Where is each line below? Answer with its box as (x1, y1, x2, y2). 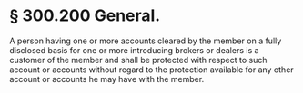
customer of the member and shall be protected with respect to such (9, 54, 268, 65)
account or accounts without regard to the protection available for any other (9, 64, 294, 75)
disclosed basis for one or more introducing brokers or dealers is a (9, 44, 259, 55)
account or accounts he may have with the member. (9, 73, 205, 84)
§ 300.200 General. (9, 5, 161, 26)
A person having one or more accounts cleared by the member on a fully (9, 35, 282, 46)
